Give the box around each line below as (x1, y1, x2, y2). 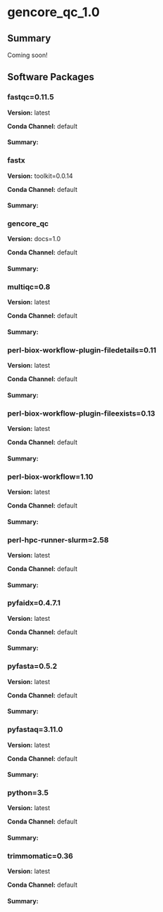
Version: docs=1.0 (7, 235, 61, 243)
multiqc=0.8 (7, 282, 51, 292)
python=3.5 (7, 788, 49, 798)
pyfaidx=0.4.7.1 (7, 598, 61, 608)
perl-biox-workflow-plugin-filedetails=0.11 (7, 345, 157, 355)
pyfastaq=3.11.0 (7, 725, 63, 735)
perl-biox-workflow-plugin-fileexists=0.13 (7, 409, 156, 418)
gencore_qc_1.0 (7, 4, 100, 20)
